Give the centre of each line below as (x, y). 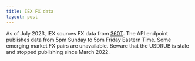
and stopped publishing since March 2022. (58, 52)
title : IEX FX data (30, 11)
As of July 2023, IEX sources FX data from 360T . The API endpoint (87, 33)
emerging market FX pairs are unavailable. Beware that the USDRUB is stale (97, 46)
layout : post (22, 17)
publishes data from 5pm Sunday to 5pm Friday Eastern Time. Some (89, 40)
